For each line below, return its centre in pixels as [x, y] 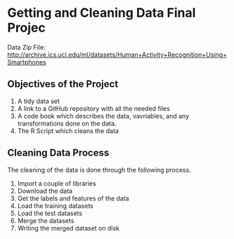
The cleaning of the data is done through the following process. [99, 170]
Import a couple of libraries [57, 183]
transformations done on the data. [67, 123]
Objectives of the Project [63, 84]
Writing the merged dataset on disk [69, 228]
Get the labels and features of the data [73, 198]
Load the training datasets [55, 205]
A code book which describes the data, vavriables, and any [103, 116]
